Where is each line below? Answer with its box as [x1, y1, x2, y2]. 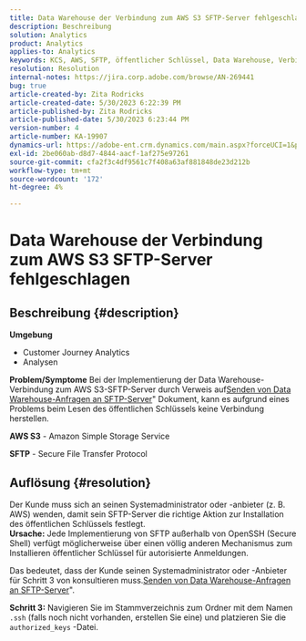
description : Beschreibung [9, 22, 112, 31]
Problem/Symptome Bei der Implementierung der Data [9, 375, 217, 386]
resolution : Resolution [9, 65, 100, 74]
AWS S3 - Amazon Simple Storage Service [9, 430, 170, 442]
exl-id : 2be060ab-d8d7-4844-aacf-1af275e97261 [9, 149, 189, 158]
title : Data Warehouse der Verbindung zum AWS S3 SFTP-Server [9, 13, 250, 23]
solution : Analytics [9, 30, 88, 39]
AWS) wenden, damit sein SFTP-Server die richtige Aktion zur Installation [9, 508, 284, 520]
